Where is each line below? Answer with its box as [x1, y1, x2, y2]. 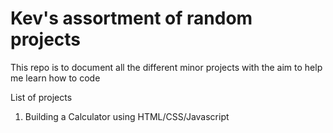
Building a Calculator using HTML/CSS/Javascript [24, 110, 230, 122]
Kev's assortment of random [10, 7, 253, 30]
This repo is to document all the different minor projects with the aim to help [10, 61, 323, 73]
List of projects [10, 91, 73, 103]
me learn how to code [10, 72, 101, 84]
